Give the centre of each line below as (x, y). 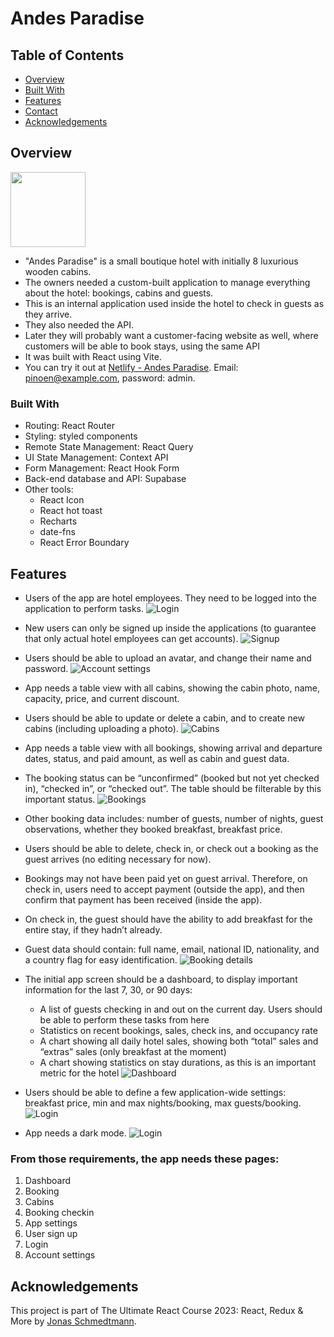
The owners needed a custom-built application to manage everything (167, 282)
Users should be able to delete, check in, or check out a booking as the (171, 848)
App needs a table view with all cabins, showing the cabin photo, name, (172, 688)
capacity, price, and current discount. (102, 698)
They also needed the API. (79, 324)
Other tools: (49, 489)
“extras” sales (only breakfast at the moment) (133, 1051)
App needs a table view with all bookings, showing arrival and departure (173, 748)
